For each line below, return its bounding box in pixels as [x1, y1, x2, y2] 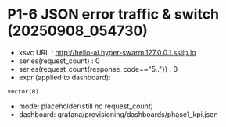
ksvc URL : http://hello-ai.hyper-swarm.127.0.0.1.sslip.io [18, 48, 196, 57]
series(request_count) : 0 [18, 56, 100, 65]
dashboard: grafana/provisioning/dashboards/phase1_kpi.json [18, 109, 218, 118]
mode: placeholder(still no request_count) [18, 101, 154, 111]
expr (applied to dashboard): [18, 72, 111, 82]
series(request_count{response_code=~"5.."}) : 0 [18, 64, 178, 73]
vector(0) [7, 87, 40, 95]
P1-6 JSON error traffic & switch [7, 5, 220, 23]
